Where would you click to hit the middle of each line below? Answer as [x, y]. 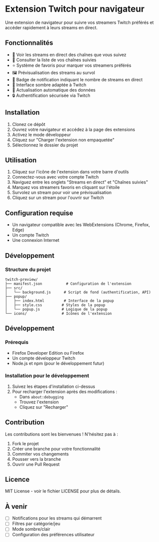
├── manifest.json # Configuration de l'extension [68, 284]
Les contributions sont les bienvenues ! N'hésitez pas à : [62, 434]
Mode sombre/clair [31, 529]
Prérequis [17, 343]
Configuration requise [39, 213]
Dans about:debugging [42, 397]
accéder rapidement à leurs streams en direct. [52, 27]
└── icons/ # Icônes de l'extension [58, 313]
